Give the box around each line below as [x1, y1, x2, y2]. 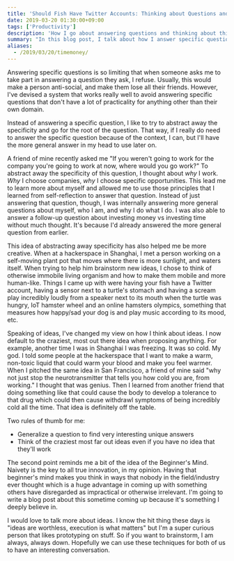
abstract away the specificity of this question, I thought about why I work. [7, 168, 219, 177]
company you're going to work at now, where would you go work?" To [7, 161, 209, 170]
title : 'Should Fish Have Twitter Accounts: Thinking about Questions [7, 10, 217, 17]
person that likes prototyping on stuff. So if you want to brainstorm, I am [7, 530, 214, 539]
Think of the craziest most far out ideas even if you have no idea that [17, 437, 215, 445]
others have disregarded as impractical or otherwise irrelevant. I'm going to [7, 488, 224, 496]
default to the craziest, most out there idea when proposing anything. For [7, 336, 217, 345]
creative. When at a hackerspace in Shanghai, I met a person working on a [7, 248, 221, 258]
